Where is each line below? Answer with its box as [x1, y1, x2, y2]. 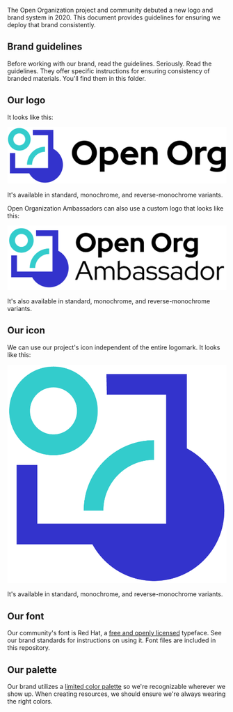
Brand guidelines [7, 41, 83, 53]
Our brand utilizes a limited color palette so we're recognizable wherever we [7, 682, 226, 690]
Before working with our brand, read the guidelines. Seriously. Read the [7, 59, 212, 68]
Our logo [7, 94, 46, 107]
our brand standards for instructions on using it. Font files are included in [7, 636, 216, 644]
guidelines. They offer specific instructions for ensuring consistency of [7, 66, 210, 75]
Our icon [7, 324, 45, 337]
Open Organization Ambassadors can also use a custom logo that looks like [7, 204, 224, 212]
